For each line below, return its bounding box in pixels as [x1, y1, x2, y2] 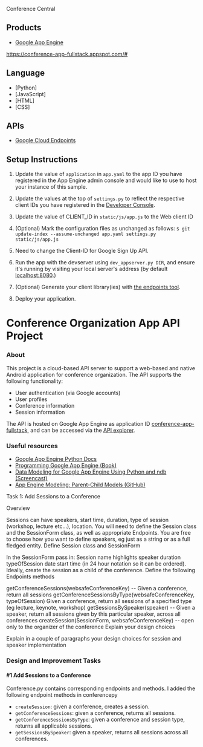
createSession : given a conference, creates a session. [14, 703, 150, 710]
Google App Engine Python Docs [14, 455, 97, 463]
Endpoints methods [6, 573, 55, 580]
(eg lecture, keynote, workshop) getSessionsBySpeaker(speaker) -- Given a [6, 604, 195, 612]
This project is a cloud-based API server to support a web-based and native [6, 364, 195, 371]
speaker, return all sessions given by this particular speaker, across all [6, 610, 181, 618]
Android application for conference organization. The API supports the [6, 371, 181, 378]
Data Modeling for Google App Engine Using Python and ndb [14, 468, 167, 475]
